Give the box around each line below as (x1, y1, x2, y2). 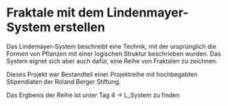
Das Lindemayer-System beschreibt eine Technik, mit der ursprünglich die (6, 42, 217, 50)
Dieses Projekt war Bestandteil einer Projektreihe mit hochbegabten (6, 70, 198, 78)
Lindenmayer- (106, 5, 189, 21)
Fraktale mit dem (6, 5, 104, 21)
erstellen (53, 19, 106, 35)
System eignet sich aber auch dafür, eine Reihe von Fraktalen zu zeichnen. (6, 56, 218, 65)
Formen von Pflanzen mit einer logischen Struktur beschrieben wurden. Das (6, 50, 221, 58)
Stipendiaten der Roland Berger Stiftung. (6, 77, 121, 85)
